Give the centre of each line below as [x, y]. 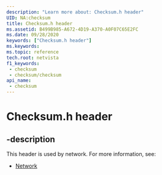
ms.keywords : [23, 47]
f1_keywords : [23, 63]
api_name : [19, 80]
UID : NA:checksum [29, 18]
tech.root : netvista [33, 58]
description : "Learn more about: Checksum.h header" [75, 12]
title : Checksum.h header [39, 23]
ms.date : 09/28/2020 [33, 35]
